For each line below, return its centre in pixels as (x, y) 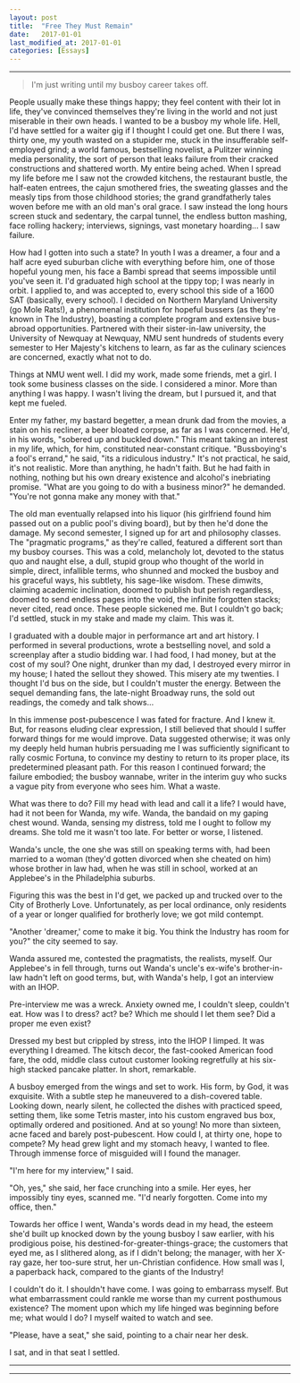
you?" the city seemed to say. (64, 942)
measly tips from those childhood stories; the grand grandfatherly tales (140, 197)
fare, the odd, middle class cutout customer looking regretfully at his (135, 1060)
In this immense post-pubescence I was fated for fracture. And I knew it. (142, 720)
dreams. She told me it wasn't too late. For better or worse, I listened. (136, 832)
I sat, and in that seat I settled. (65, 1353)
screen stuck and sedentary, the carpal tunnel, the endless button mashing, (148, 217)
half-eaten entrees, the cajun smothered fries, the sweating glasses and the (149, 188)
